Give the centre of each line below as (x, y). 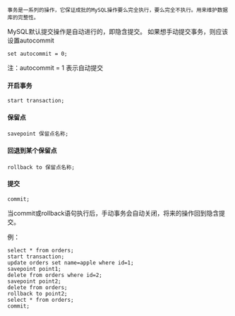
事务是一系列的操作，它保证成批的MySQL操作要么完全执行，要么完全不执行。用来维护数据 (117, 10)
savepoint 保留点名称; (38, 134)
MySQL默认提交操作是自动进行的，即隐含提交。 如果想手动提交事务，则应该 (118, 31)
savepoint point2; (34, 281)
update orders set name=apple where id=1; (71, 263)
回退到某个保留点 (32, 150)
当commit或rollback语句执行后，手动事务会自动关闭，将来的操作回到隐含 (113, 213)
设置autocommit (31, 40)
